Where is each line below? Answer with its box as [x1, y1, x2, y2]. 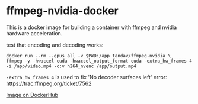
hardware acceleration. [6, 30, 63, 37]
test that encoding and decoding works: [6, 41, 104, 48]
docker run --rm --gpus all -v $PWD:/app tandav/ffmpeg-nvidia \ [6, 53, 171, 58]
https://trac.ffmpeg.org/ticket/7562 [6, 80, 92, 87]
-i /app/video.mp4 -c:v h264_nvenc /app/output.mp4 [6, 63, 136, 69]
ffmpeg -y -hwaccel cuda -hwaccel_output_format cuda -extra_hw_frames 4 [6, 58, 193, 64]
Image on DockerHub [6, 91, 58, 98]
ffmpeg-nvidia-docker [6, 4, 119, 18]
